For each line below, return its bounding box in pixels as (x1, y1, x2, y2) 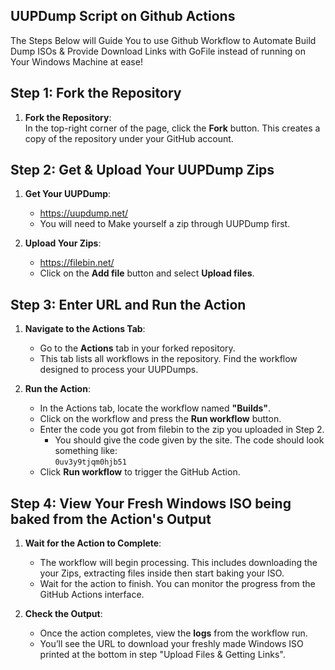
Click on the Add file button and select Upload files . (39, 267, 255, 279)
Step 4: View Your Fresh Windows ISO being (10, 495, 292, 512)
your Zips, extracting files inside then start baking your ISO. (39, 567, 285, 579)
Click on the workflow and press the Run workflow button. (39, 413, 282, 425)
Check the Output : (24, 608, 103, 620)
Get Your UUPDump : (24, 188, 112, 200)
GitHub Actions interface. (39, 589, 145, 601)
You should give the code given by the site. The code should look (54, 434, 325, 446)
